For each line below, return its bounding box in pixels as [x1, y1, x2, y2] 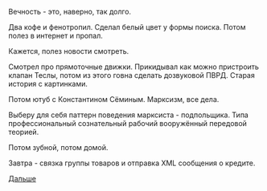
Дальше [8, 174, 36, 183]
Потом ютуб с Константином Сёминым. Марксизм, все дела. [8, 95, 220, 104]
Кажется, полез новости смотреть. [8, 47, 129, 55]
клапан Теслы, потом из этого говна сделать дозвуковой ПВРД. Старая [8, 71, 255, 79]
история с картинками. [8, 79, 88, 88]
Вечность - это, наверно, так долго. [8, 7, 131, 16]
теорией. [8, 128, 39, 136]
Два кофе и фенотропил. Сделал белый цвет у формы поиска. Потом [8, 22, 247, 31]
